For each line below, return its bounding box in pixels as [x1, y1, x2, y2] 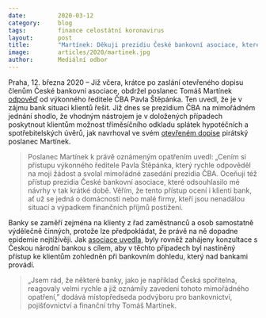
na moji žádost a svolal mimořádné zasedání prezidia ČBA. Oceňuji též [27, 168, 257, 178]
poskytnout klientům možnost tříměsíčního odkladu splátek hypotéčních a [8, 120, 249, 129]
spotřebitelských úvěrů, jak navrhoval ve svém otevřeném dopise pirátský [8, 128, 249, 137]
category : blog [8, 19, 73, 27]
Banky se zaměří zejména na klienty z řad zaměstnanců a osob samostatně [8, 217, 254, 227]
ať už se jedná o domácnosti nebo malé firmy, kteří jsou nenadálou [27, 193, 245, 203]
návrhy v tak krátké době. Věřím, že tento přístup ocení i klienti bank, [27, 186, 252, 195]
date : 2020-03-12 [8, 11, 93, 20]
